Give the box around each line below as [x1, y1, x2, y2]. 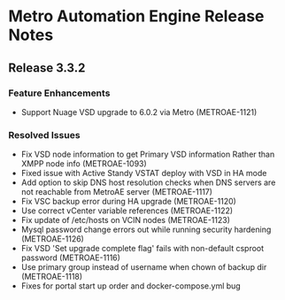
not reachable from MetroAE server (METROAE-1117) [20, 187, 213, 197]
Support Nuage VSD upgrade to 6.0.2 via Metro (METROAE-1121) [20, 106, 258, 117]
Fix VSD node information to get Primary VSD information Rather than [20, 149, 275, 160]
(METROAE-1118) [20, 272, 83, 282]
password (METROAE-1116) [20, 252, 121, 263]
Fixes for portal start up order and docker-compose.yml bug [20, 281, 241, 291]
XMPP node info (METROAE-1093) [20, 158, 147, 169]
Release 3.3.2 [8, 60, 86, 75]
